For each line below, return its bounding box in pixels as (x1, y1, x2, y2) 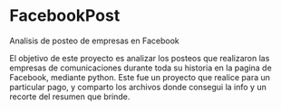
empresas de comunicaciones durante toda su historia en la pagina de (9, 62, 272, 73)
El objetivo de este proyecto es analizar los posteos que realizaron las (9, 52, 270, 63)
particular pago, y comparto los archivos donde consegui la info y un (9, 81, 267, 92)
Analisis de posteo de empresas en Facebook (9, 35, 179, 46)
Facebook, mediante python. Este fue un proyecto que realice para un (9, 71, 270, 82)
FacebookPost (9, 5, 121, 26)
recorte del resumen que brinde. (9, 91, 131, 102)
